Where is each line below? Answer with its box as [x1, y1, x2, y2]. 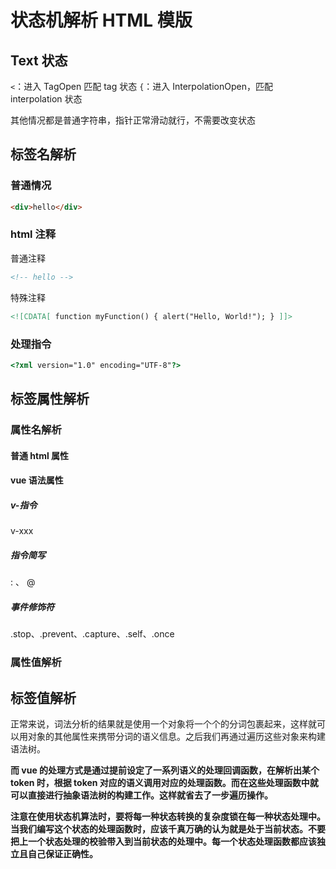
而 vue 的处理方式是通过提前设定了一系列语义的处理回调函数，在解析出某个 [10, 764, 320, 776]
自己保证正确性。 [27, 847, 98, 860]
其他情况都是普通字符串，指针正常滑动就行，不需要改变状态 [10, 114, 256, 126]
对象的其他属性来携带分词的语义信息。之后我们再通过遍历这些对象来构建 [27, 730, 326, 742]
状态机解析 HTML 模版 [10, 9, 193, 32]
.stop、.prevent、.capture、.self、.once [10, 628, 175, 640]
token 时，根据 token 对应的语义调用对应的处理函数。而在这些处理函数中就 [10, 776, 319, 788]
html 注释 [10, 227, 57, 241]
